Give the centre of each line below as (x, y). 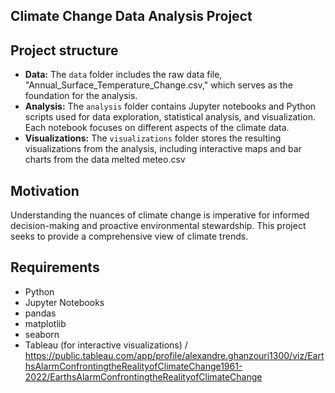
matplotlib (45, 323)
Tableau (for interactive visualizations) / (106, 345)
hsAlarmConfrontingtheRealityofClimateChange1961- (133, 366)
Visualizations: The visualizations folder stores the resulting (153, 138)
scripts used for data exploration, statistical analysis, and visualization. (170, 117)
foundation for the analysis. (81, 96)
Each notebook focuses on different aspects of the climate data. (157, 128)
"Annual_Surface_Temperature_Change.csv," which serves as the (158, 85)
